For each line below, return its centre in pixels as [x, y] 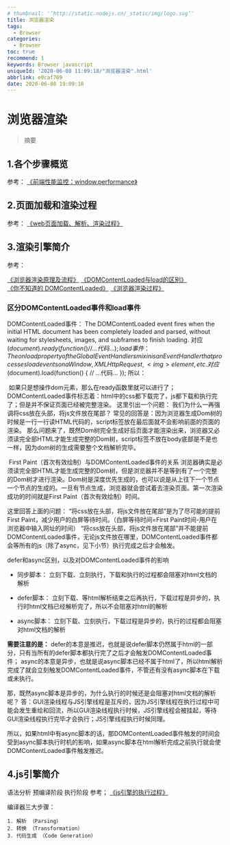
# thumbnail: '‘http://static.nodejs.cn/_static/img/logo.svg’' [101, 13]
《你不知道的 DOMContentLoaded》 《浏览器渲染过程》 [86, 288]
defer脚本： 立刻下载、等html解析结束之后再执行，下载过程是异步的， [115, 598]
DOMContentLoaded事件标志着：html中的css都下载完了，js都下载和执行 [110, 396]
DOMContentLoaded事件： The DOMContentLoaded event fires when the [111, 324]
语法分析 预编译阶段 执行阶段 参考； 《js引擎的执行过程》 [88, 792]
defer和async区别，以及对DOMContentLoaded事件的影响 [88, 560]
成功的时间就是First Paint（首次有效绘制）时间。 [75, 496]
